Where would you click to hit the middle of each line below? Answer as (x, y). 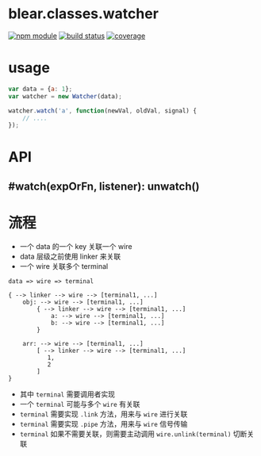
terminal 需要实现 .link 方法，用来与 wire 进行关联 (104, 414)
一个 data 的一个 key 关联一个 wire (76, 246)
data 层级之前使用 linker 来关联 (70, 256)
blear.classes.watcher (83, 14)
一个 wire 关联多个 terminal (64, 266)
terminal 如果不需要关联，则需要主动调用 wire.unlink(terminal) (125, 434)
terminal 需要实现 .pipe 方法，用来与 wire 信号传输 (104, 423)
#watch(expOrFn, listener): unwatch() (104, 186)
